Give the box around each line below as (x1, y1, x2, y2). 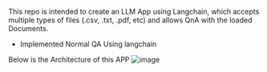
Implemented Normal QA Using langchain (19, 39, 157, 49)
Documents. (8, 24, 49, 33)
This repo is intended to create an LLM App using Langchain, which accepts (8, 7, 260, 16)
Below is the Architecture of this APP (8, 55, 130, 64)
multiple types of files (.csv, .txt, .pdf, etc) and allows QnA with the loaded (8, 15, 253, 25)
